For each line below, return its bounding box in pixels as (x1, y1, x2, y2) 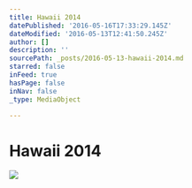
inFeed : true (9, 71, 58, 79)
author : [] (9, 37, 50, 47)
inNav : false (9, 86, 58, 95)
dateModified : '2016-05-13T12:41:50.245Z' (9, 29, 168, 38)
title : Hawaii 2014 (9, 12, 81, 22)
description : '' (9, 46, 69, 55)
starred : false (9, 63, 65, 71)
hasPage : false (9, 79, 65, 87)
